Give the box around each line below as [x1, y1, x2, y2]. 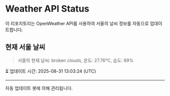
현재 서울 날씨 [5, 43, 46, 52]
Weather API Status [5, 3, 90, 15]
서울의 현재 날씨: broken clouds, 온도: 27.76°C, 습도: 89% [17, 57, 134, 63]
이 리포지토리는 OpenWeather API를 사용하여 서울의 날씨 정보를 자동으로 [5, 20, 149, 26]
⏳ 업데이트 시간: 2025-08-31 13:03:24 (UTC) [5, 68, 96, 74]
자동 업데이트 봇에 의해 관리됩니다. [5, 85, 73, 91]
